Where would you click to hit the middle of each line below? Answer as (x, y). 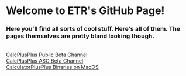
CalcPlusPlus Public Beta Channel (47, 55)
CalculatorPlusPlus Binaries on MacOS (53, 67)
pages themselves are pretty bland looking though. (80, 36)
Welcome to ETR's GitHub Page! (85, 11)
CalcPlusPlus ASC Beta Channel (45, 61)
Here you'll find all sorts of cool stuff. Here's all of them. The (93, 29)
